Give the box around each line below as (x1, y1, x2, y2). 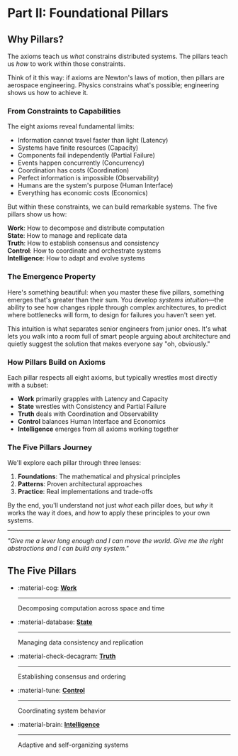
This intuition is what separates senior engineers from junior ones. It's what (7, 324, 227, 333)
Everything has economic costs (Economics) (17, 189, 149, 197)
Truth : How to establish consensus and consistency (7, 239, 159, 248)
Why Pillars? (7, 33, 64, 45)
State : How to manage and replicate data (7, 231, 127, 240)
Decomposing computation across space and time (17, 604, 165, 612)
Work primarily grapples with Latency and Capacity (17, 394, 169, 402)
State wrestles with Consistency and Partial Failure (17, 402, 166, 410)
